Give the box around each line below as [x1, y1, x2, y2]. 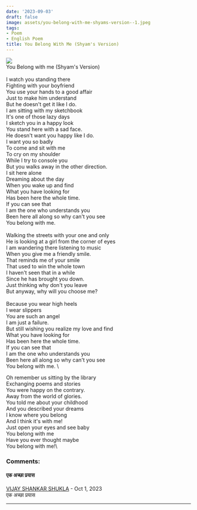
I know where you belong [6, 411, 67, 418]
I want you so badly [6, 138, 54, 145]
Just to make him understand [6, 94, 77, 102]
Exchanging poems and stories [6, 380, 81, 387]
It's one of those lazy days [6, 113, 70, 120]
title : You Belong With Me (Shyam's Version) [6, 42, 119, 48]
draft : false [6, 14, 38, 20]
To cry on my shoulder [6, 150, 60, 157]
